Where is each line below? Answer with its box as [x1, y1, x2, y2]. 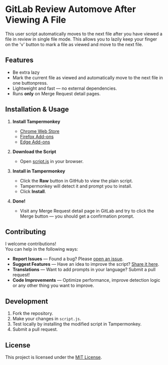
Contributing [5, 227, 46, 236]
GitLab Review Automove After [5, 4, 136, 15]
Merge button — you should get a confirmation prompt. [20, 213, 134, 219]
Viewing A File [5, 14, 66, 26]
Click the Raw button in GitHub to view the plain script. [20, 177, 133, 184]
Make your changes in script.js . [12, 316, 81, 322]
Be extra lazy [12, 69, 40, 75]
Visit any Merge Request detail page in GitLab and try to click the [20, 208, 154, 214]
